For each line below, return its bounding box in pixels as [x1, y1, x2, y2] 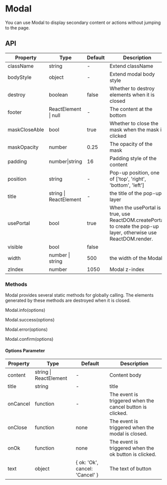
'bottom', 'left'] [109, 182, 145, 189]
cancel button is [109, 404, 147, 411]
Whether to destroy [109, 85, 155, 92]
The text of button [109, 465, 152, 472]
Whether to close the [109, 120, 159, 127]
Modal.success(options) [5, 317, 55, 323]
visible [7, 243, 23, 250]
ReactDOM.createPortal [109, 217, 165, 224]
